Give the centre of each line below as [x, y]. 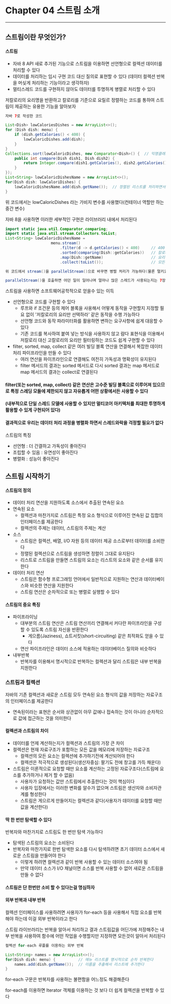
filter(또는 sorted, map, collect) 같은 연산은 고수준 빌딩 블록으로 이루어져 [78, 385]
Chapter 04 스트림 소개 [53, 10]
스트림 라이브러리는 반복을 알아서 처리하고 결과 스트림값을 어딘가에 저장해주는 [82, 929]
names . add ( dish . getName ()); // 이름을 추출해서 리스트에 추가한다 [79, 964]
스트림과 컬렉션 [23, 682]
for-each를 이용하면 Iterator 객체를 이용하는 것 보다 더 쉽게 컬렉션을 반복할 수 [82, 990]
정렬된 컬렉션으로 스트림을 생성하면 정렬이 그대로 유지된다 [77, 554]
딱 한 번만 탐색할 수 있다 [28, 820]
